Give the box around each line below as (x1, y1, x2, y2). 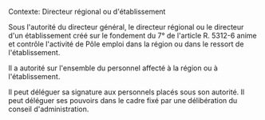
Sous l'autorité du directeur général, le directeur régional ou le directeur (8, 22, 244, 31)
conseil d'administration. (8, 104, 89, 114)
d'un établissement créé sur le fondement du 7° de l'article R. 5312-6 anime (8, 31, 257, 40)
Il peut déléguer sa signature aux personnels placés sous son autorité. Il (8, 87, 245, 97)
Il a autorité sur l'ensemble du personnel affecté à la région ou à (8, 63, 218, 73)
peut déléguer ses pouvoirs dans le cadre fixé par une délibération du (8, 96, 238, 105)
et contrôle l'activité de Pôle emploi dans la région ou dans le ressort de (8, 39, 244, 49)
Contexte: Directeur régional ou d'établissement (8, 7, 166, 16)
